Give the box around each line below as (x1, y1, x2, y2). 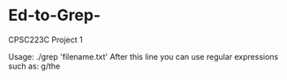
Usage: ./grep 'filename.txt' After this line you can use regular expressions (8, 51, 279, 62)
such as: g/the (8, 61, 61, 71)
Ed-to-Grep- (8, 5, 102, 25)
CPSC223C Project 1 (8, 34, 83, 45)
